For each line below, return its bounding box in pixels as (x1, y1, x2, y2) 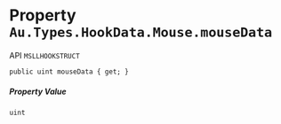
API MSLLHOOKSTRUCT (9, 50, 80, 60)
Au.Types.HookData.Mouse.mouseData (9, 24, 273, 41)
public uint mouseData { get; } (9, 67, 129, 76)
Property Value (9, 86, 67, 97)
